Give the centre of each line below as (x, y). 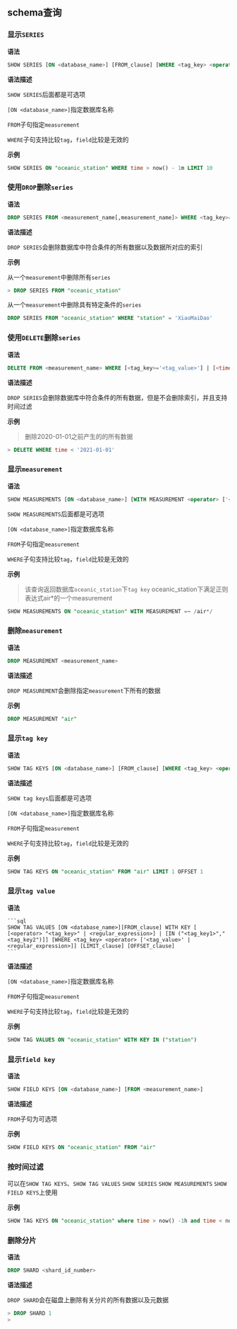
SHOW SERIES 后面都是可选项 (47, 94)
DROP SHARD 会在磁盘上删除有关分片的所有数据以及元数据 (88, 1300)
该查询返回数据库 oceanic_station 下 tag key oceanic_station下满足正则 (126, 589)
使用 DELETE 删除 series (44, 338)
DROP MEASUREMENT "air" (42, 719)
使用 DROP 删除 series (41, 188)
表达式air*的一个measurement (68, 598)
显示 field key (31, 1059)
